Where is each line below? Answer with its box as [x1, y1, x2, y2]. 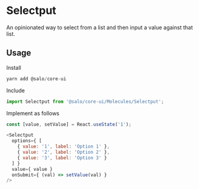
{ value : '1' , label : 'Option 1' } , [17, 143, 110, 149]
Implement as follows [6, 109, 59, 117]
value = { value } [12, 166, 53, 172]
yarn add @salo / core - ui [6, 75, 67, 82]
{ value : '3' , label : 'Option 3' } [17, 154, 107, 161]
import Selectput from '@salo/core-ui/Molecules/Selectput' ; [6, 98, 164, 105]
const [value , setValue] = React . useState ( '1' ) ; [6, 121, 132, 128]
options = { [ [12, 138, 42, 144]
